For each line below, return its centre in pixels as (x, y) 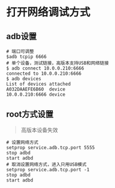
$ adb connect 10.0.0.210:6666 (45, 68)
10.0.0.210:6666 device (36, 95)
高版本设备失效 (39, 130)
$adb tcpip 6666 (26, 57)
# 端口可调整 (20, 51)
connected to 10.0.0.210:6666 (44, 74)
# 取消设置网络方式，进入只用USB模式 (46, 164)
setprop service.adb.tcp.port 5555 (51, 147)
